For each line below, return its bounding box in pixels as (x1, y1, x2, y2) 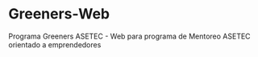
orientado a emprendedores (8, 39, 102, 49)
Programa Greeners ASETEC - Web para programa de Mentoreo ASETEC (8, 31, 252, 41)
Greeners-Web (8, 5, 110, 23)
